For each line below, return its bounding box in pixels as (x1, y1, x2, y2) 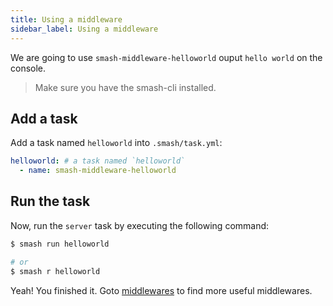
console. (10, 62, 47, 74)
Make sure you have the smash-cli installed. (34, 81, 217, 93)
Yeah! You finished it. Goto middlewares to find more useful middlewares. (10, 284, 313, 296)
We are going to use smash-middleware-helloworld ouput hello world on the (10, 51, 323, 63)
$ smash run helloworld (10, 239, 110, 249)
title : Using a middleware (10, 14, 123, 25)
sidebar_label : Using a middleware (10, 24, 159, 34)
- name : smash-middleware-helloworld (19, 166, 177, 176)
